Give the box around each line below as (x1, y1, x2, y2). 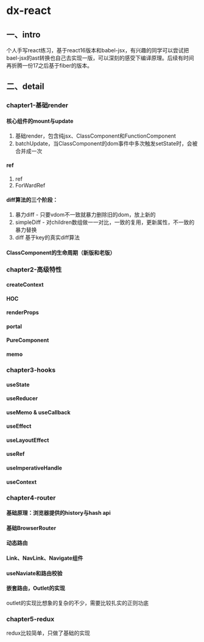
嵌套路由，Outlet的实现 (6, 585, 65, 592)
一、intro (6, 29, 41, 40)
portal (6, 323, 23, 330)
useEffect (6, 422, 32, 430)
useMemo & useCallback (6, 408, 71, 416)
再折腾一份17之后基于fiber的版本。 (6, 62, 93, 69)
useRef (6, 450, 25, 458)
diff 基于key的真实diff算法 (15, 234, 80, 241)
